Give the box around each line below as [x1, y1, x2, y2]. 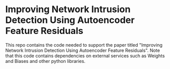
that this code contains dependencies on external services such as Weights [5, 52, 165, 59]
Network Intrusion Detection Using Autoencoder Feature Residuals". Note [5, 47, 160, 53]
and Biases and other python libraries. [5, 58, 86, 64]
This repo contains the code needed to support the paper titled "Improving [5, 42, 163, 48]
